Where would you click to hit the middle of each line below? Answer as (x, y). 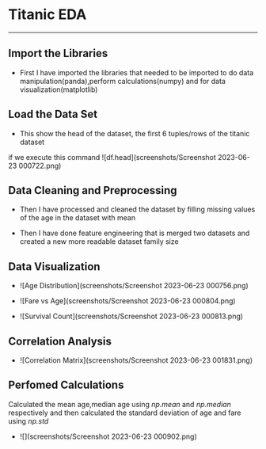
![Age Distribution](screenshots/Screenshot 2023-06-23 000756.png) (134, 286)
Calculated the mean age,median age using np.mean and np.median (120, 404)
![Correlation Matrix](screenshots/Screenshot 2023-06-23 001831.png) (136, 360)
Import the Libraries (58, 53)
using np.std (28, 420)
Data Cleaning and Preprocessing (93, 190)
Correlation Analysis (60, 341)
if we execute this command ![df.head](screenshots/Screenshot (112, 157)
